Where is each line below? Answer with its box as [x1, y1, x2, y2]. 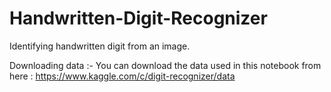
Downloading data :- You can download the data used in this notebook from [9, 59, 322, 71]
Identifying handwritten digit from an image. [9, 40, 191, 52]
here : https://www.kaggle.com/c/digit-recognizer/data [9, 70, 236, 82]
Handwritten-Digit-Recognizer [9, 7, 268, 30]
